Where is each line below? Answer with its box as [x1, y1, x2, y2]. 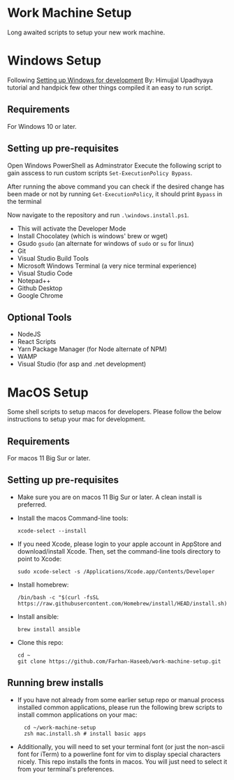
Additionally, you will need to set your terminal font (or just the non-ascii [17, 742, 225, 751]
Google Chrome [17, 291, 64, 299]
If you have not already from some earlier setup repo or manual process [17, 695, 225, 704]
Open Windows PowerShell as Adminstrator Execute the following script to [7, 161, 222, 170]
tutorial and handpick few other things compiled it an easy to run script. [7, 83, 213, 92]
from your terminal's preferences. [17, 765, 115, 773]
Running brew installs [7, 677, 103, 689]
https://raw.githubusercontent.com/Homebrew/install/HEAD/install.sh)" [17, 600, 231, 607]
